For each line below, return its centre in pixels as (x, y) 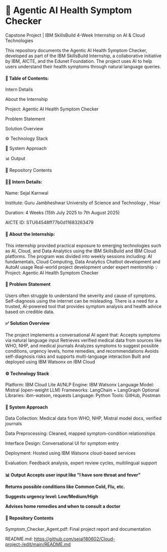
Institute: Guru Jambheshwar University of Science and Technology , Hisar (83, 203)
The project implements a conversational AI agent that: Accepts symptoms (83, 335)
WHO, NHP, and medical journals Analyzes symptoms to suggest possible (82, 345)
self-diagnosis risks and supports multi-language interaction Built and (78, 356)
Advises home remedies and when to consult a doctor (63, 506)
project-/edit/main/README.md (38, 544)
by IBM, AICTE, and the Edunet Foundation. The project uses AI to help (79, 61)
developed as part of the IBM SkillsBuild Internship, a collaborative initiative (83, 56)
